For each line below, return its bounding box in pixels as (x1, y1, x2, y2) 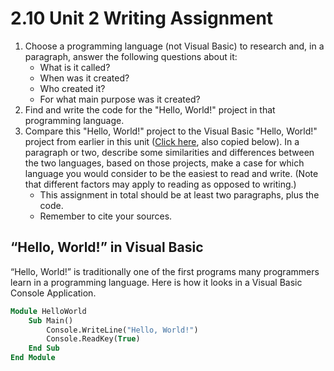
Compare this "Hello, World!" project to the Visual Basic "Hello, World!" (24, 125, 318, 137)
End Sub (28, 343, 60, 354)
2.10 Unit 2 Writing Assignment (10, 7, 274, 30)
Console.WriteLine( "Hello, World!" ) (46, 325, 199, 335)
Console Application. (10, 287, 97, 299)
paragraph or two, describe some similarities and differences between (24, 146, 315, 158)
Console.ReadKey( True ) (46, 334, 141, 344)
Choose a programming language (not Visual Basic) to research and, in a (24, 40, 325, 52)
